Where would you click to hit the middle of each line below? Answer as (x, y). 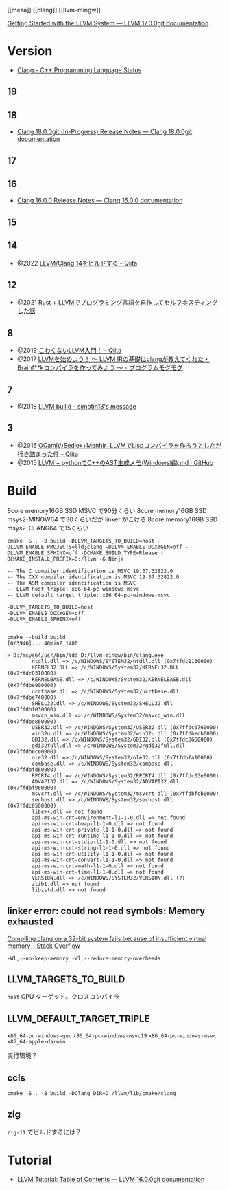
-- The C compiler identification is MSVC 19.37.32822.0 (90, 571)
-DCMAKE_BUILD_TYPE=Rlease (119, 553)
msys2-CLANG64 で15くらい (48, 528)
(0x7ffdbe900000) (32, 685)
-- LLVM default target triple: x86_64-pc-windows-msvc (88, 595)
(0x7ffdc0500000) (32, 805)
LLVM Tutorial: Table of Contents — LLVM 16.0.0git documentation (111, 1179)
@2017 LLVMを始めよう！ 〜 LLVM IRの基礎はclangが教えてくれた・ (113, 359)
